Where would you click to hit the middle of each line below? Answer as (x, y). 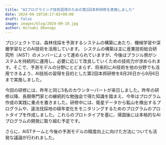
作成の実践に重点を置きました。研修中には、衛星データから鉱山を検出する (81, 103)
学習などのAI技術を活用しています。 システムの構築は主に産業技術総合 (81, 49)
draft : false (19, 19)
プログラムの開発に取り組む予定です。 (44, 121)
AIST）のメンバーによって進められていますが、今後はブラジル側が (85, 55)
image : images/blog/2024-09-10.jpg (42, 23)
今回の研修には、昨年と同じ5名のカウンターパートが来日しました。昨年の (80, 90)
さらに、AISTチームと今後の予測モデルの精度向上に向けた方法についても (79, 132)
